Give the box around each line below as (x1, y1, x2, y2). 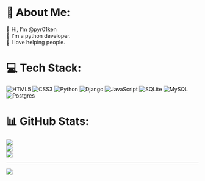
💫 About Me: (6, 5, 71, 20)
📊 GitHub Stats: (6, 115, 90, 129)
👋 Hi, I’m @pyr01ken (6, 26, 57, 33)
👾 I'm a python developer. (6, 32, 71, 39)
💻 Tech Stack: (6, 61, 82, 75)
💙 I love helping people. (6, 38, 65, 46)
